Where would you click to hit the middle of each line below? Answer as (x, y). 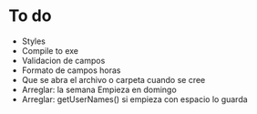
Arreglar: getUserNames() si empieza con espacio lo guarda (134, 99)
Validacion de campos (63, 60)
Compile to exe (50, 50)
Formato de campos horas (71, 70)
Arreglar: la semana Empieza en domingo (99, 89)
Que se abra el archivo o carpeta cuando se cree (113, 79)
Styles (34, 41)
